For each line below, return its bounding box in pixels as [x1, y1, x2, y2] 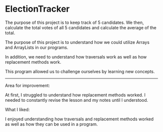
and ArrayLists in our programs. [5, 44, 69, 50]
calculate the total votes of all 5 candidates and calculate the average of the [5, 24, 157, 30]
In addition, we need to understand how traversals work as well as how [5, 54, 147, 59]
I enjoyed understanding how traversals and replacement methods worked [5, 116, 154, 122]
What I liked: [5, 106, 30, 113]
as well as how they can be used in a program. [5, 121, 98, 127]
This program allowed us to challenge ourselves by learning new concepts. [5, 68, 155, 74]
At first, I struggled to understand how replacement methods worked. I [5, 92, 146, 98]
